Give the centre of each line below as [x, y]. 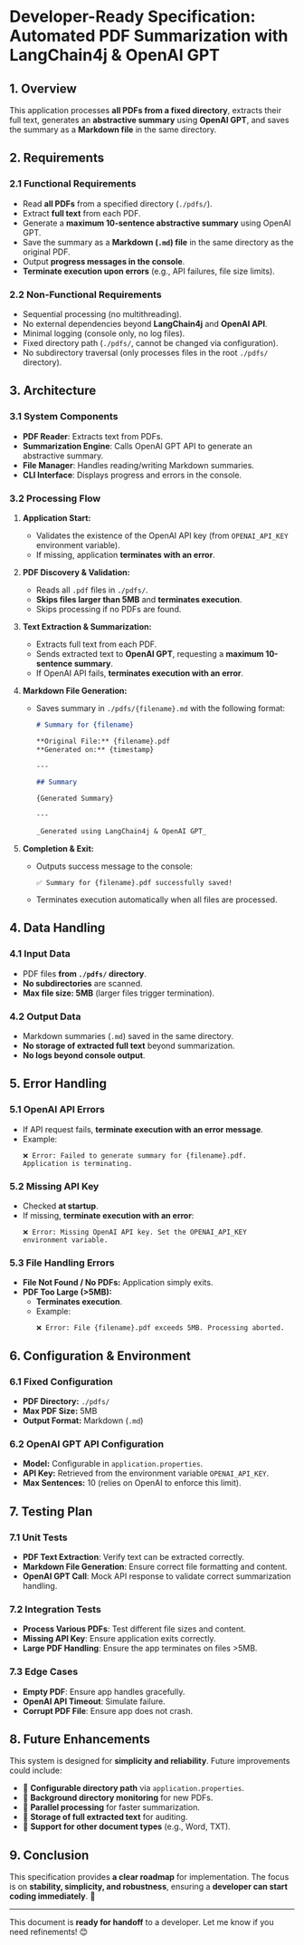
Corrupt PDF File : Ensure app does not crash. [107, 1710]
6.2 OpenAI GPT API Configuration [87, 1444]
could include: [36, 1771]
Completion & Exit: [58, 848]
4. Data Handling [57, 928]
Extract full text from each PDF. [82, 213]
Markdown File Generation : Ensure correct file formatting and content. [155, 1566]
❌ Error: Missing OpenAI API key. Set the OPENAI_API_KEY [134, 1232]
